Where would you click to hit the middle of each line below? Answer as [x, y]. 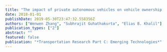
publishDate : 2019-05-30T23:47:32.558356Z [50, 19]
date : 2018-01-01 [23, 14]
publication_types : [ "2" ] [32, 28]
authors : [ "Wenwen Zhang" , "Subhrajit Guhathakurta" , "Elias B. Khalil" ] [84, 24]
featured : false [22, 38]
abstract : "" [19, 33]
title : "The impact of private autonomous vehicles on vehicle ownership [84, 10]
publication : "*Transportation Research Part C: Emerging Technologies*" [84, 42]
